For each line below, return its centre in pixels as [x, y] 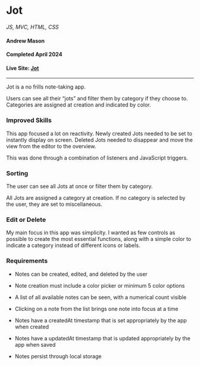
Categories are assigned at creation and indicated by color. [79, 105]
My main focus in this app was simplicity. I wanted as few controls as [91, 233]
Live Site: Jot [23, 68]
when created [32, 327]
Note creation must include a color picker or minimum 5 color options [100, 285]
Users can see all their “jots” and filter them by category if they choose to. [97, 99]
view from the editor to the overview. [51, 146]
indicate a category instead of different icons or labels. [73, 245]
